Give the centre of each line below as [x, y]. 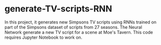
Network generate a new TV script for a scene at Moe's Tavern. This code [79, 32]
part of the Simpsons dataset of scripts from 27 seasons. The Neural [73, 27]
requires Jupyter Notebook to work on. [44, 37]
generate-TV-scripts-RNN [58, 9]
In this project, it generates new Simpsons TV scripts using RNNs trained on [80, 22]
